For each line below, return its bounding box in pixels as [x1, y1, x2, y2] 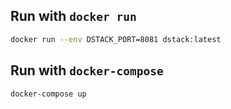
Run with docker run [10, 8, 137, 25]
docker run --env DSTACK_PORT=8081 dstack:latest [10, 34, 222, 44]
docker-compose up [10, 89, 87, 99]
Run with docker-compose [10, 62, 164, 79]
